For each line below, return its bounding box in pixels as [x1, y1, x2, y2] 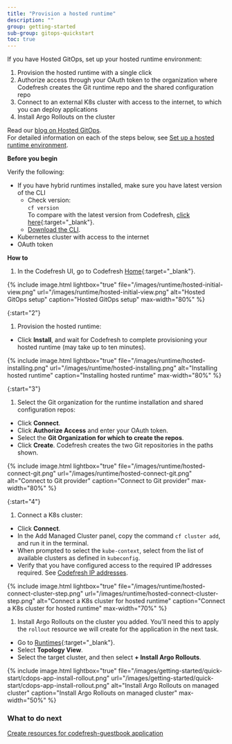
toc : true [7, 36, 36, 43]
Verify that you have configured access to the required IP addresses [17, 561, 213, 570]
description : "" [7, 17, 54, 24]
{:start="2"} [7, 309, 41, 317]
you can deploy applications [17, 105, 98, 114]
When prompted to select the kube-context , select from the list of [17, 546, 204, 555]
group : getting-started [7, 23, 76, 30]
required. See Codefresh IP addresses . [17, 568, 128, 577]
